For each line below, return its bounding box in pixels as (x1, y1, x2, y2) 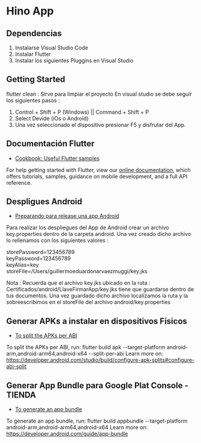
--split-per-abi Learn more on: (88, 350, 164, 358)
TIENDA (6, 389, 36, 400)
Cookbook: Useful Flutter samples (14, 155, 100, 162)
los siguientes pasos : (6, 96, 60, 104)
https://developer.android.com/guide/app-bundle (6, 430, 128, 438)
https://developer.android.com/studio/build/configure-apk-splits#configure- (6, 356, 195, 364)
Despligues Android (6, 197, 82, 207)
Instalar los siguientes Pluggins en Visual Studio (14, 57, 134, 64)
